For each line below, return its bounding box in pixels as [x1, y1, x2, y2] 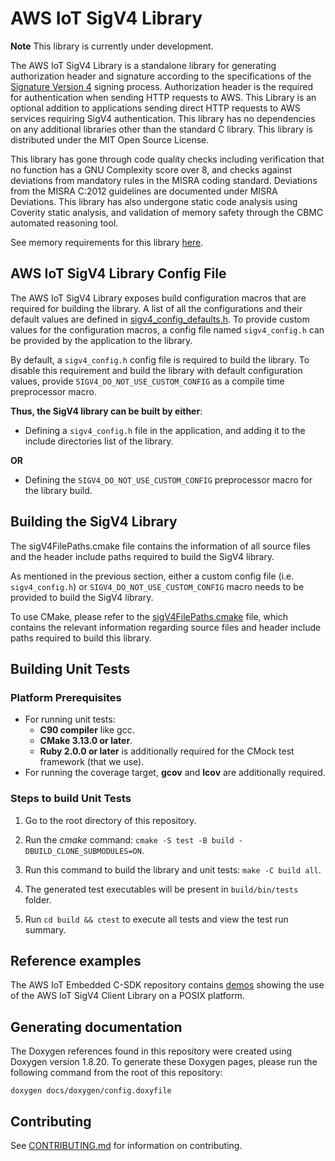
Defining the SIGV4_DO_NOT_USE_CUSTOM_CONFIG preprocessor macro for [24, 473, 313, 486]
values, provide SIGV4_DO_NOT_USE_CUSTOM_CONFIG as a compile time [10, 375, 285, 387]
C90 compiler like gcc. [39, 724, 135, 736]
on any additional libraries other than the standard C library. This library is [10, 123, 313, 135]
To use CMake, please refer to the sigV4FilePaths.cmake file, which [10, 610, 288, 622]
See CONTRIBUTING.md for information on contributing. [10, 1139, 243, 1151]
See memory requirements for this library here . [10, 236, 204, 248]
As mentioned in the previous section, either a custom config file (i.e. [10, 570, 295, 582]
